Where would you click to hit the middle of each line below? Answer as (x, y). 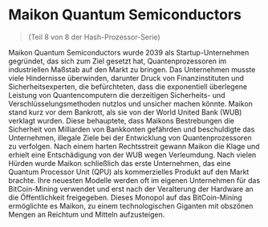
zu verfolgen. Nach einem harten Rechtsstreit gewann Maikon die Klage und (134, 146)
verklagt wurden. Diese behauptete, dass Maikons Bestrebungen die (122, 120)
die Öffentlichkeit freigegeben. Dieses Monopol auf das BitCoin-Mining (125, 197)
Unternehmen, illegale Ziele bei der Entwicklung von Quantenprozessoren (130, 137)
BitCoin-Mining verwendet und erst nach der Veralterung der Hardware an (131, 188)
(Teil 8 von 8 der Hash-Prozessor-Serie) (94, 37)
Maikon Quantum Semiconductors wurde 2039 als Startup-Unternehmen (129, 52)
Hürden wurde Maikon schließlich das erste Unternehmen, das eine (120, 163)
